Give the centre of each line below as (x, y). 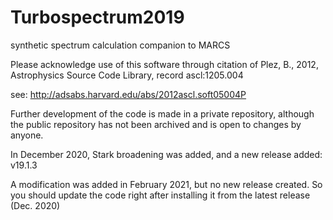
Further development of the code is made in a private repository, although (162, 113)
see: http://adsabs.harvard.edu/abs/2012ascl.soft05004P (128, 94)
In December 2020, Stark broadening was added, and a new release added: (166, 154)
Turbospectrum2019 (97, 17)
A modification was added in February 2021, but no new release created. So (166, 184)
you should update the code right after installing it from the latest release (160, 195)
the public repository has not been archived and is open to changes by (156, 124)
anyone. (27, 135)
